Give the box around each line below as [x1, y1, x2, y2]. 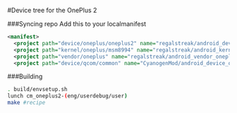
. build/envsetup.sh [7, 86, 68, 93]
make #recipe [7, 99, 46, 107]
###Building [7, 72, 43, 81]
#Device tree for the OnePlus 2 [7, 6, 97, 14]
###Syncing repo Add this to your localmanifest [7, 20, 147, 28]
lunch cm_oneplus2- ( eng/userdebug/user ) [7, 93, 128, 100]
